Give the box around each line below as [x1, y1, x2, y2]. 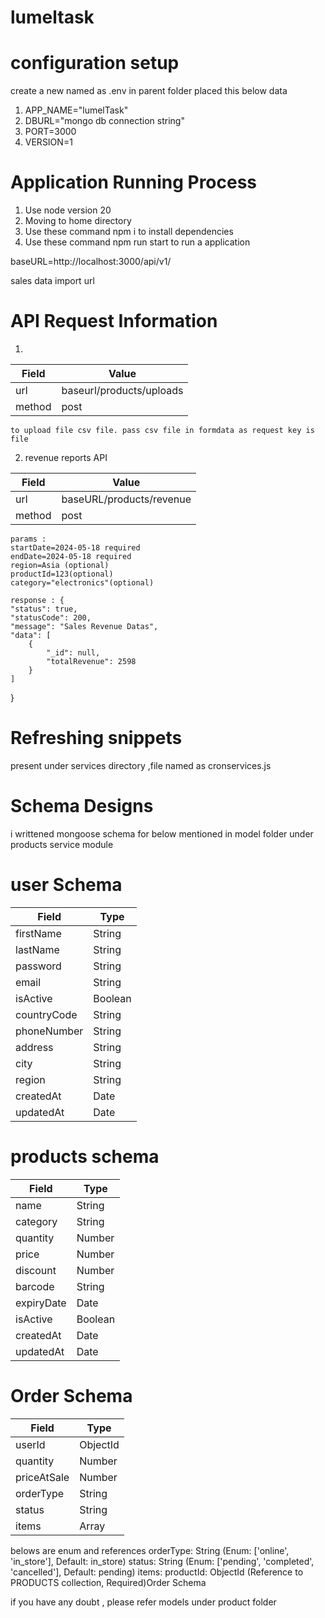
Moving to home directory [24, 215, 132, 227]
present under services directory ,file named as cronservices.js [10, 759, 272, 771]
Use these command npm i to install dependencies [24, 226, 234, 238]
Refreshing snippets [10, 727, 183, 750]
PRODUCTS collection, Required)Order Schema [10, 1576, 207, 1588]
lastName [15, 942, 60, 956]
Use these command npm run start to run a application [24, 236, 251, 248]
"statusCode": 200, [10, 613, 92, 623]
